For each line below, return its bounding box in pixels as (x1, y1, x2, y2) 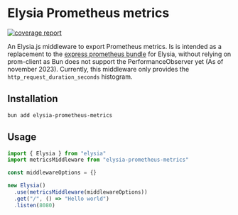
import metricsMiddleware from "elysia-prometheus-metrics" (7, 156, 190, 164)
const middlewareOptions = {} (7, 169, 97, 177)
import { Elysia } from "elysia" (7, 150, 107, 157)
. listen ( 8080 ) (13, 202, 55, 209)
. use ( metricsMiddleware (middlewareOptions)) (13, 189, 148, 196)
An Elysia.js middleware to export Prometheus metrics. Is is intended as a (7, 42, 222, 50)
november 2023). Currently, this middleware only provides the (7, 65, 190, 73)
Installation (7, 93, 58, 105)
